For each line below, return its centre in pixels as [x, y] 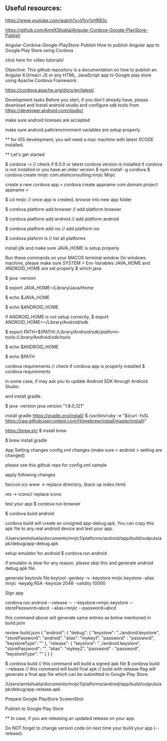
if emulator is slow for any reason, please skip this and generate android [79, 563]
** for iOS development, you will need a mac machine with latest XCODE [80, 139]
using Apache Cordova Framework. [42, 80]
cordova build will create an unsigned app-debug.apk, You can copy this [80, 523]
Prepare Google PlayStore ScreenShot [44, 699]
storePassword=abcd [27, 608]
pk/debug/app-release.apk [33, 689]
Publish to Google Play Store [34, 708]
